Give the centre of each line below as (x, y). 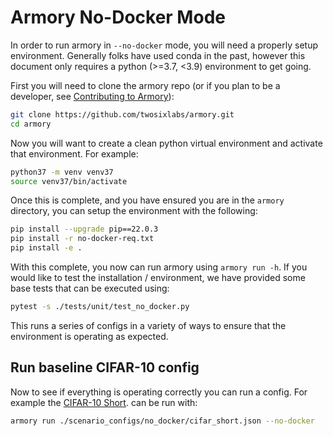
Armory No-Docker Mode (118, 17)
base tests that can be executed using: (90, 288)
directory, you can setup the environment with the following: (134, 211)
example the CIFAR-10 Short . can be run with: (104, 402)
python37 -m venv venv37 (62, 172)
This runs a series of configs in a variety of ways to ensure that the (148, 325)
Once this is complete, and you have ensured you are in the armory (147, 200)
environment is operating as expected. (89, 336)
